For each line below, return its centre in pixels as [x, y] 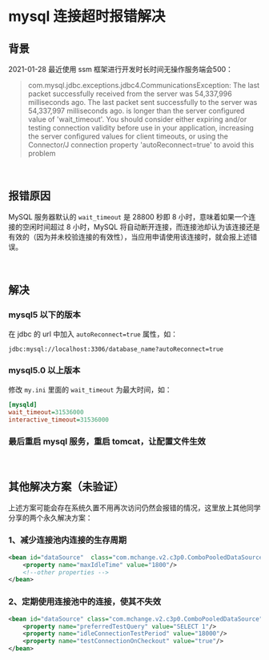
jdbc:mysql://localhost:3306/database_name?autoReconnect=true [116, 349]
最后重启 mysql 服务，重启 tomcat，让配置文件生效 [107, 441]
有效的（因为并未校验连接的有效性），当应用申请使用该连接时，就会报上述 [129, 236]
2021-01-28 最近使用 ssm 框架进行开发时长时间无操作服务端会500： [121, 69]
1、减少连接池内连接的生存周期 [68, 540]
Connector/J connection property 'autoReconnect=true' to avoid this [141, 145]
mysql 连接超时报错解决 [87, 16]
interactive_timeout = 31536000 [59, 420]
